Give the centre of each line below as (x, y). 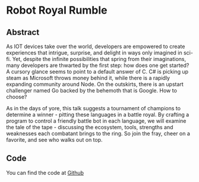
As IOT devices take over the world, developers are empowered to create (96, 46)
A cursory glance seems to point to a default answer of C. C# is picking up (97, 71)
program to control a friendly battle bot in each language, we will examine (96, 121)
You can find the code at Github (45, 173)
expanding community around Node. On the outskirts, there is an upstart (95, 84)
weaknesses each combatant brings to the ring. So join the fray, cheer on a (98, 133)
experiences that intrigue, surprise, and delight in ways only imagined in (94, 53)
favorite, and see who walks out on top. (54, 140)
